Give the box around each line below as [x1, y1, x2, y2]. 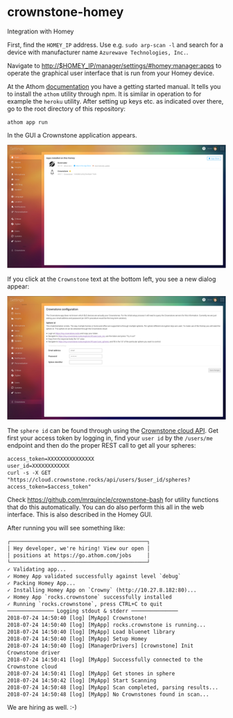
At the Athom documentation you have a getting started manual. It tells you [7, 82, 221, 90]
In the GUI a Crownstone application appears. [7, 131, 137, 139]
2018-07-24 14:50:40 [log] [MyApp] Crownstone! [7, 614, 148, 621]
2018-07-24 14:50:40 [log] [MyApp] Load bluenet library [7, 628, 175, 635]
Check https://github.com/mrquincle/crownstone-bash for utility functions [7, 495, 219, 504]
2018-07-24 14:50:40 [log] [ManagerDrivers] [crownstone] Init [7, 642, 194, 649]
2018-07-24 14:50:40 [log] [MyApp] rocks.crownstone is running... [7, 621, 207, 628]
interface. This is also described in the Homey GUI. [7, 510, 153, 519]
